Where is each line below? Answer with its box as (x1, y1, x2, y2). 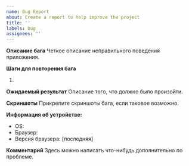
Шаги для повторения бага (6, 65, 76, 72)
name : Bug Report (6, 8, 49, 15)
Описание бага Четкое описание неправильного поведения (6, 47, 160, 54)
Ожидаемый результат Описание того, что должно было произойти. (6, 88, 183, 95)
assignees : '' (6, 31, 42, 37)
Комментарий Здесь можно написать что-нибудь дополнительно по (6, 147, 183, 154)
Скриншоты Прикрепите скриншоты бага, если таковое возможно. (6, 99, 179, 107)
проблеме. (6, 153, 34, 161)
